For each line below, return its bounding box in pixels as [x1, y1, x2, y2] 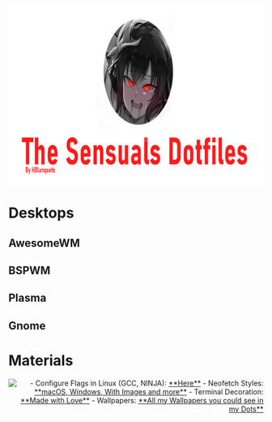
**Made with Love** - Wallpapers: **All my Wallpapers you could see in [19, 395, 264, 405]
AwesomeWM [8, 236, 80, 250]
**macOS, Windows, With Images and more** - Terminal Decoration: [34, 386, 264, 396]
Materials [8, 351, 74, 369]
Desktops [8, 204, 74, 222]
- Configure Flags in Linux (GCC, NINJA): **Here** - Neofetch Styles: [29, 378, 264, 388]
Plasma [8, 291, 47, 305]
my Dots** [228, 404, 264, 414]
